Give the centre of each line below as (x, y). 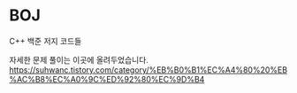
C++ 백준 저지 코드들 (46, 41)
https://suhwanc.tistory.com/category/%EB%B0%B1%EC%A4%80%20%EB (148, 70)
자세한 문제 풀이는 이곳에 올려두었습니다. (79, 59)
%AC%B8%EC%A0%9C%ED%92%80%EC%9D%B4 (107, 79)
